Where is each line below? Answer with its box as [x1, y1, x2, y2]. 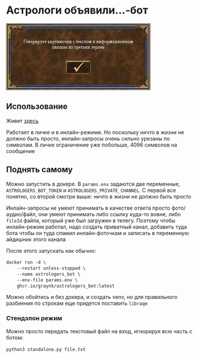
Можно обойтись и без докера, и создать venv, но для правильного [6, 293, 178, 300]
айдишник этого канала [6, 236, 66, 243]
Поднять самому [6, 165, 73, 175]
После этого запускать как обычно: [6, 247, 96, 254]
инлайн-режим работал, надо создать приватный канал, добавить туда [6, 223, 187, 230]
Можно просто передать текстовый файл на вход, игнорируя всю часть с [6, 327, 193, 334]
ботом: [6, 334, 24, 341]
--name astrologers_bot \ [17, 271, 81, 277]
